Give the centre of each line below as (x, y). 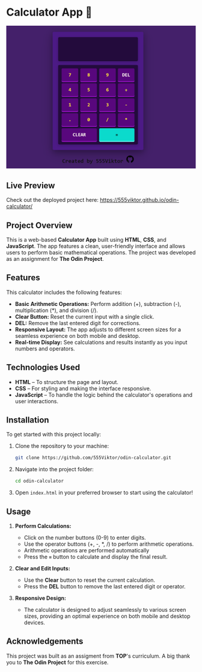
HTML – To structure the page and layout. (67, 382)
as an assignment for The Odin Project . (55, 259)
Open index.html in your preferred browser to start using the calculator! (104, 493)
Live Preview (31, 185)
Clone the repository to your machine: (62, 446)
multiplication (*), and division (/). (56, 310)
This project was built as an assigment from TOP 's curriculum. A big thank (98, 656)
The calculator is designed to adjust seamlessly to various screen (105, 610)
